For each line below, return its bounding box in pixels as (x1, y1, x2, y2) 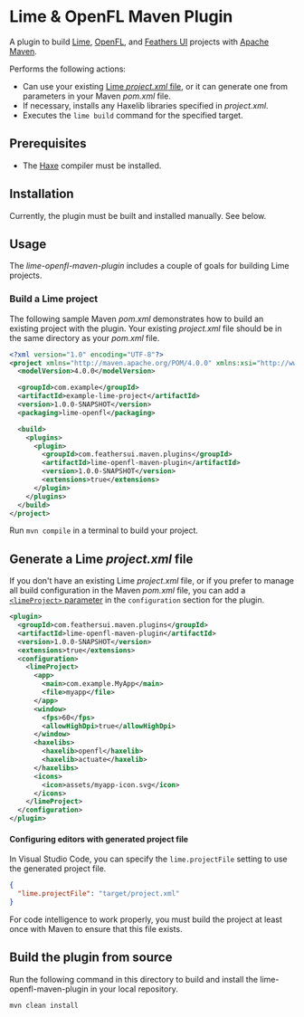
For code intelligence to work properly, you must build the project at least (9, 914, 283, 925)
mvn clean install (9, 1001, 79, 1010)
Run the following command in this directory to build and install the (9, 974, 259, 984)
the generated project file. (9, 863, 107, 874)
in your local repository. (90, 984, 178, 994)
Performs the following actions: (9, 63, 127, 74)
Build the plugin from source (9, 950, 173, 965)
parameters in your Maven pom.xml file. (22, 90, 172, 101)
